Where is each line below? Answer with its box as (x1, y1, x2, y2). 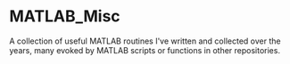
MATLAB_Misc (9, 6, 120, 27)
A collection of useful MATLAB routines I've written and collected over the (9, 36, 281, 46)
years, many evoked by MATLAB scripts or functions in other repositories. (9, 44, 281, 55)
